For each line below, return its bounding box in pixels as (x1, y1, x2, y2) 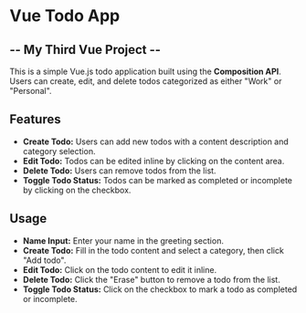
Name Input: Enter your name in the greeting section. (22, 235, 224, 246)
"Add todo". (22, 255, 67, 266)
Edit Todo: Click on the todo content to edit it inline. (22, 264, 217, 275)
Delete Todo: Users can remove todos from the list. (22, 165, 216, 176)
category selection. (22, 145, 96, 156)
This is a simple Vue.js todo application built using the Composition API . (9, 66, 281, 77)
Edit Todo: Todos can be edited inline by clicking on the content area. (22, 155, 285, 166)
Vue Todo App (9, 5, 121, 26)
